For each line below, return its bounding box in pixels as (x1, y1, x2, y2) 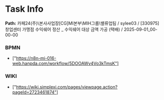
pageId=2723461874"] (12, 89, 58, 95)
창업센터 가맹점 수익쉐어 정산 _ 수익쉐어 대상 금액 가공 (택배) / (5, 26, 123, 32)
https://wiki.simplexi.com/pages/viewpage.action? (16, 84, 118, 90)
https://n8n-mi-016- (16, 55, 56, 61)
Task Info (5, 3, 44, 15)
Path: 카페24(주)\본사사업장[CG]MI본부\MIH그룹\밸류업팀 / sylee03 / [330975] (5, 20, 160, 26)
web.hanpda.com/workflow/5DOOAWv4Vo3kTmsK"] (12, 60, 119, 67)
